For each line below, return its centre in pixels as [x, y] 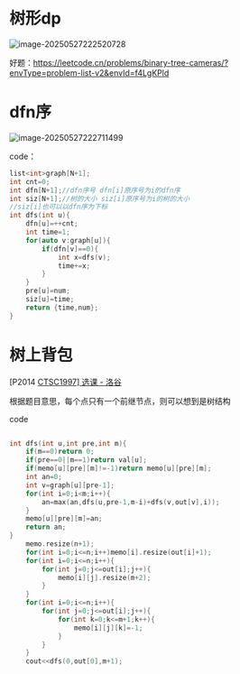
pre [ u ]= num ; [48, 291]
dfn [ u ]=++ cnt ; [52, 224]
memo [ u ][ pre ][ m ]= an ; [64, 519]
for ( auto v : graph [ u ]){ [68, 240]
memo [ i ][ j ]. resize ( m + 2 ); [104, 577]
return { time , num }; [62, 308]
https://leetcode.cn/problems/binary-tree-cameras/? [130, 62]
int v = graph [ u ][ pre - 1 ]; [70, 485]
